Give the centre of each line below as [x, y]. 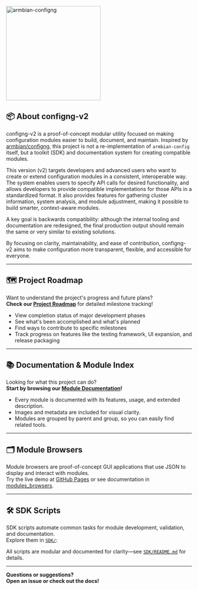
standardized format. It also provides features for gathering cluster [87, 195]
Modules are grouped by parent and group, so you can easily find [94, 418]
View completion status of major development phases [80, 315]
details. [15, 558]
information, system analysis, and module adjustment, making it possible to [97, 201]
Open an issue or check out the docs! [53, 581]
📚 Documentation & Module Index [70, 365]
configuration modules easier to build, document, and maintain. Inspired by [97, 140]
